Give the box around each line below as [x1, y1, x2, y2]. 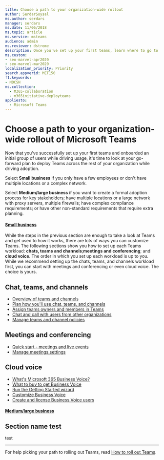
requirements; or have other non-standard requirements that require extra [5, 205, 154, 211]
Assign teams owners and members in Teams [12, 306, 104, 312]
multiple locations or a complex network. [5, 180, 87, 186]
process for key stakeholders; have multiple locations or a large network [5, 195, 150, 201]
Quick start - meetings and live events [12, 344, 89, 350]
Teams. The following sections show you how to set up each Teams [5, 243, 142, 249]
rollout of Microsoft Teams [27, 134, 137, 145]
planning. [5, 210, 24, 216]
